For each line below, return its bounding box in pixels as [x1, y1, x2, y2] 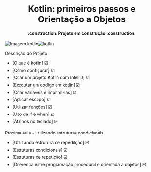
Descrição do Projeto [5, 50, 48, 57]
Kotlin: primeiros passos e [28, 3, 136, 15]
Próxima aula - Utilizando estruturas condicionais [5, 130, 104, 136]
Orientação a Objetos [38, 14, 126, 25]
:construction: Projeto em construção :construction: [27, 30, 136, 36]
